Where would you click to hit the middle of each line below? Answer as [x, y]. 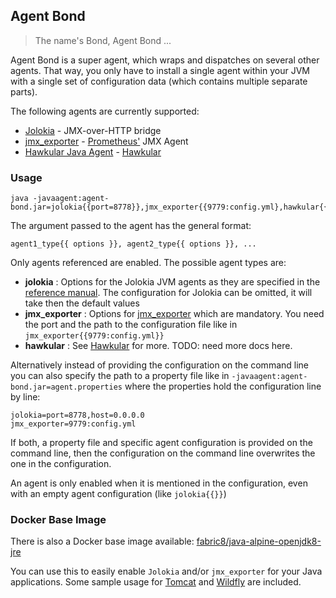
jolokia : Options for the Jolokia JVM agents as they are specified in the [172, 282]
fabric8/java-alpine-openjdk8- [259, 541]
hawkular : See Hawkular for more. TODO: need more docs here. [158, 346]
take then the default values [82, 303]
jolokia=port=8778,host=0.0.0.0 [77, 415]
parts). [24, 91]
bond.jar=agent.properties [66, 387]
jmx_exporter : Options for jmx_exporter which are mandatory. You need [174, 314]
